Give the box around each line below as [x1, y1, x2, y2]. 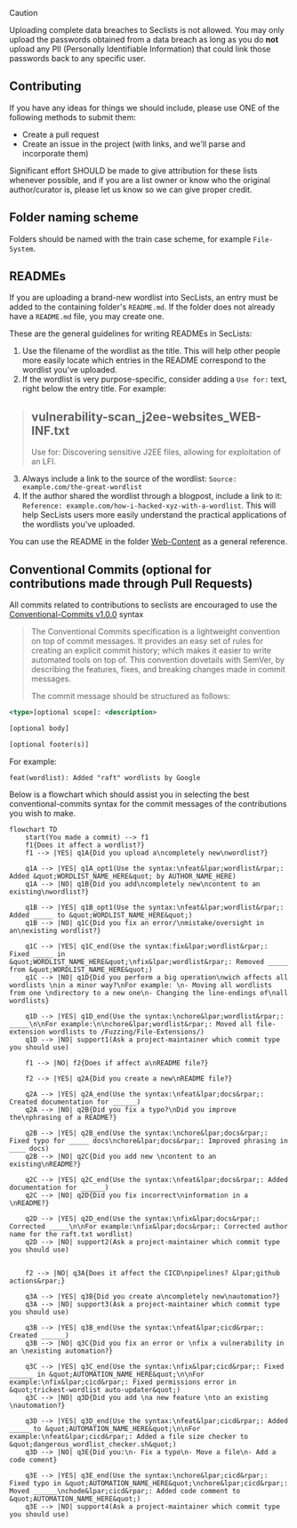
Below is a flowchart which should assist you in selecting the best [9, 789, 250, 800]
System [9, 245, 34, 253]
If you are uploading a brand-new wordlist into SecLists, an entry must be [9, 293, 278, 303]
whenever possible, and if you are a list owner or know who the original [9, 174, 271, 185]
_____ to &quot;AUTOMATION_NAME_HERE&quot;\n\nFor [9, 1424, 201, 1433]
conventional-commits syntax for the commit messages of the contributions [9, 798, 287, 808]
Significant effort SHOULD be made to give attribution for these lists [9, 165, 258, 176]
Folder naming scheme [9, 210, 140, 225]
